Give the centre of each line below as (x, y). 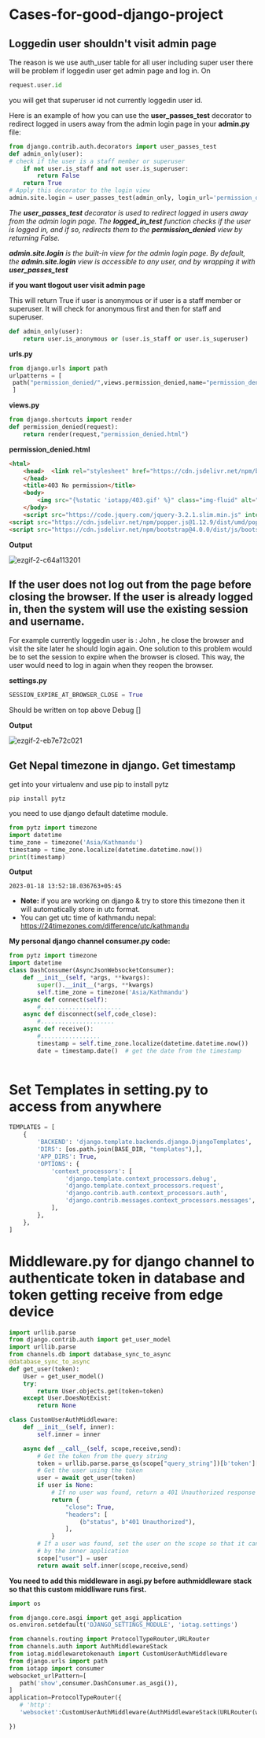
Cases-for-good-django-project (116, 15)
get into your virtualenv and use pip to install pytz (89, 784)
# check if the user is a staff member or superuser (97, 161)
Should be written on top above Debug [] (75, 710)
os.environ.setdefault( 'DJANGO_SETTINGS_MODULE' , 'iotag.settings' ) (123, 1625)
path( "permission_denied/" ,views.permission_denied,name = (109, 383)
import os (25, 1603)
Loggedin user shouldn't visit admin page (113, 44)
